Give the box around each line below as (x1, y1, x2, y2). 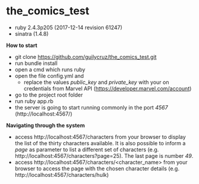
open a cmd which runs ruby (14, 66, 85, 73)
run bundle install (14, 60, 58, 67)
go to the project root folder (14, 91, 83, 98)
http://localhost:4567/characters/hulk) (14, 171, 109, 178)
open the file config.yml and (14, 72, 85, 79)
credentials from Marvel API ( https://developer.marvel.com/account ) (23, 85, 192, 92)
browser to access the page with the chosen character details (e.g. (14, 165, 180, 172)
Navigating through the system (6, 121, 85, 129)
